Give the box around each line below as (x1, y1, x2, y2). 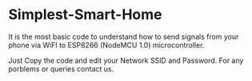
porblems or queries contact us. (8, 64, 114, 73)
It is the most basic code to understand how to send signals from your (8, 32, 239, 41)
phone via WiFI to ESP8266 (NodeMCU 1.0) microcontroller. (8, 40, 205, 49)
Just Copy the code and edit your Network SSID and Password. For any (8, 56, 244, 65)
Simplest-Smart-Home (8, 6, 162, 24)
